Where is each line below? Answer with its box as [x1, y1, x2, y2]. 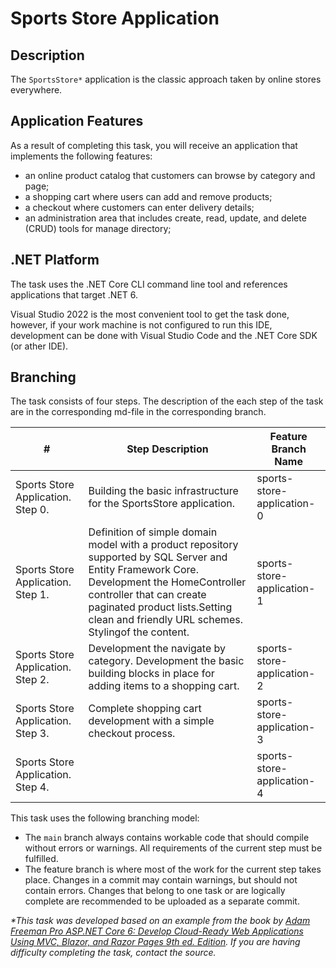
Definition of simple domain [88, 525, 218, 539]
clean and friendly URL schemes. [88, 613, 244, 627]
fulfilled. [24, 853, 59, 865]
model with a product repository [88, 538, 239, 552]
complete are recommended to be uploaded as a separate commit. [24, 895, 300, 907]
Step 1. [15, 588, 50, 602]
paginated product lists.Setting [88, 600, 233, 614]
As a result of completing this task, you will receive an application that [10, 139, 298, 151]
